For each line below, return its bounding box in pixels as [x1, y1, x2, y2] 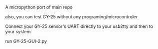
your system [5, 29, 31, 34]
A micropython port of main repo [5, 4, 72, 10]
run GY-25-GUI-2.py [5, 38, 47, 44]
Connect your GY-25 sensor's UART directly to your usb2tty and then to [5, 23, 153, 29]
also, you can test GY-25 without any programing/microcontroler [5, 14, 138, 19]
